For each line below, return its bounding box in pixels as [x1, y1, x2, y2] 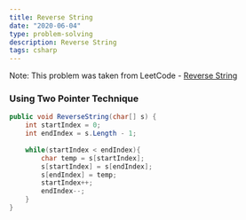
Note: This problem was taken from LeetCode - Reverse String [9, 70, 238, 81]
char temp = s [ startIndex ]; [41, 153, 145, 162]
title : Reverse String [9, 12, 93, 22]
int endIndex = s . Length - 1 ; [25, 130, 138, 138]
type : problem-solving [9, 29, 93, 38]
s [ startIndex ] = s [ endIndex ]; [41, 161, 153, 171]
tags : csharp [9, 46, 58, 55]
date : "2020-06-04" [9, 21, 82, 30]
